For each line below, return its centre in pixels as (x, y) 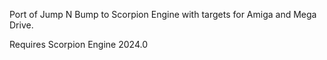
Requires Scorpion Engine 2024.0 (78, 44)
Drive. (21, 25)
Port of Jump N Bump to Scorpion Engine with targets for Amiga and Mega (163, 14)
